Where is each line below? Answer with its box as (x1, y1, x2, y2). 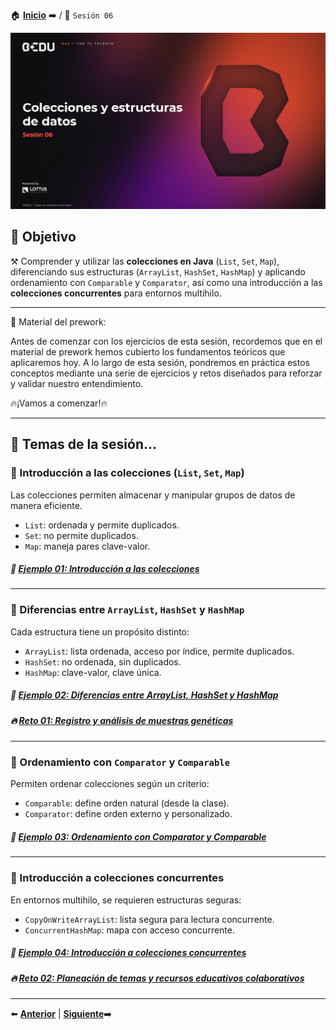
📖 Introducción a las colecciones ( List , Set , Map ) (10, 466, 245, 480)
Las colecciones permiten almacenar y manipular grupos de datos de (10, 489, 296, 501)
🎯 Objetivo (10, 229, 77, 246)
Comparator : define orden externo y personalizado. (24, 808, 233, 820)
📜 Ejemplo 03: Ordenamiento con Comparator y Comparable (10, 831, 267, 843)
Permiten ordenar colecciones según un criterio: (10, 778, 210, 790)
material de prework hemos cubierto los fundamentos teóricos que (10, 345, 286, 358)
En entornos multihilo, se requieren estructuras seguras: (10, 894, 242, 906)
